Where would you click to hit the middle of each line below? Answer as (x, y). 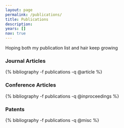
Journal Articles (26, 61)
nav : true (16, 33)
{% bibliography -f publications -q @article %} (54, 72)
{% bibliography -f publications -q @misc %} (52, 120)
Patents (15, 109)
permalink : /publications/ (34, 15)
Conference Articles (31, 85)
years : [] (16, 29)
